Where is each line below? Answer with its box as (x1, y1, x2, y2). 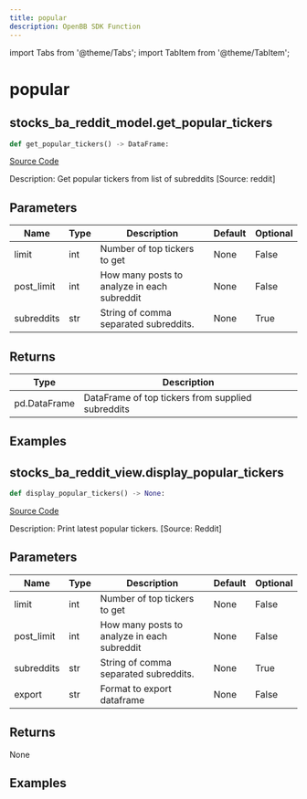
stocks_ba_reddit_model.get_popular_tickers (9, 115, 273, 131)
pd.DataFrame (14, 397, 76, 409)
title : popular (9, 13, 68, 23)
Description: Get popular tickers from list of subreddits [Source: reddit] (9, 173, 276, 184)
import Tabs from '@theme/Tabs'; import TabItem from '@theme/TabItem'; (9, 47, 291, 58)
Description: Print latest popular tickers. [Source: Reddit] (9, 523, 222, 534)
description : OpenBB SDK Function (9, 22, 142, 31)
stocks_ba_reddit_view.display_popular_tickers (9, 465, 285, 480)
